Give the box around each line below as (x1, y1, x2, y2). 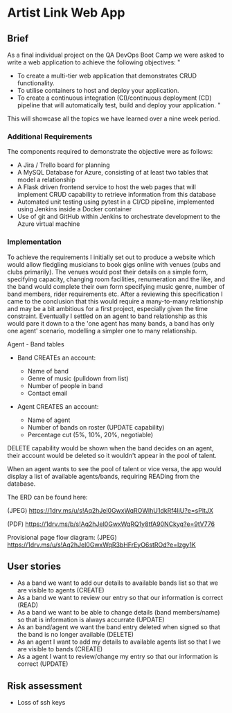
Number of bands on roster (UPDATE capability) (27, 423, 165, 431)
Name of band (27, 367, 69, 375)
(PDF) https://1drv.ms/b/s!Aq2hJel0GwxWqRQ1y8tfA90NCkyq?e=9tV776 (7, 520, 215, 528)
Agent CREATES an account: (17, 402, 99, 410)
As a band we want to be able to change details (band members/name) (17, 608, 220, 617)
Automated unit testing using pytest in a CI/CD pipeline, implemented (17, 197, 215, 206)
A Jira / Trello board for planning (17, 161, 110, 169)
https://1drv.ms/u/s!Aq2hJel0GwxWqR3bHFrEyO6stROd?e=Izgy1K (7, 540, 196, 549)
